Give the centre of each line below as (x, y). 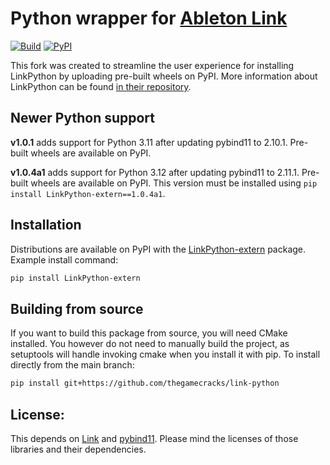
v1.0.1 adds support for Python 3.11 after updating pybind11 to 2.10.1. (149, 142)
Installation (46, 225)
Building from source (77, 308)
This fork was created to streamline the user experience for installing (152, 65)
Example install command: (64, 259)
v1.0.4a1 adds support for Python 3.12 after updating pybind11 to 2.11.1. (155, 172)
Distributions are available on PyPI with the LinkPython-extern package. (158, 249)
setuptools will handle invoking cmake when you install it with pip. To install (165, 354)
